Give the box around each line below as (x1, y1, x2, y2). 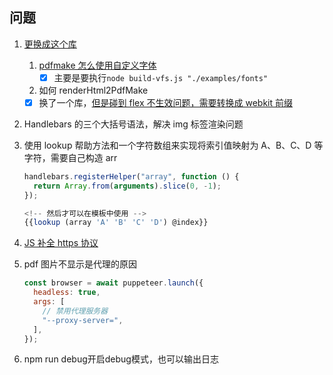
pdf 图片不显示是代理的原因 (23, 258, 138, 270)
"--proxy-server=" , (42, 315, 124, 325)
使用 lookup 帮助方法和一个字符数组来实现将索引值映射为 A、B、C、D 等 (23, 139, 324, 151)
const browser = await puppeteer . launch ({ (23, 278, 204, 288)
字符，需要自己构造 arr (23, 151, 118, 163)
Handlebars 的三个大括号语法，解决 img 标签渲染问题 (23, 118, 244, 130)
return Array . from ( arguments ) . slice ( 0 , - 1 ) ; (33, 181, 222, 191)
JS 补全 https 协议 (23, 237, 99, 249)
